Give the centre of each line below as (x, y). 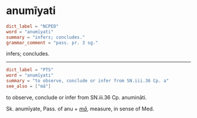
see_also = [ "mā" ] (28, 86)
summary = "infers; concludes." (45, 37)
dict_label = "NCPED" (33, 26)
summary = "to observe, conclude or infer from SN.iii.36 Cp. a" (87, 81)
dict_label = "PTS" (30, 70)
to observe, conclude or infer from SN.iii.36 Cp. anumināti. (77, 97)
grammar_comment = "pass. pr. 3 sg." (52, 43)
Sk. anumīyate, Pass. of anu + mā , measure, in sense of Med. (80, 109)
